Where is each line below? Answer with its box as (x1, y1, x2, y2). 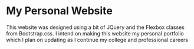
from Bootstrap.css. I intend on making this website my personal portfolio (6, 30, 184, 37)
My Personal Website (6, 4, 113, 18)
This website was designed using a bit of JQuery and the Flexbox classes (6, 24, 185, 31)
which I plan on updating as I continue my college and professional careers (6, 36, 189, 43)
